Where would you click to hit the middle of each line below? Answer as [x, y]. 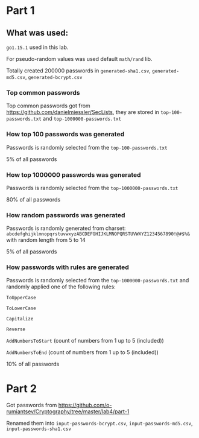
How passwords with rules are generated [68, 267]
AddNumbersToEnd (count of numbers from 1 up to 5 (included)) [82, 352]
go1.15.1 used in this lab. [37, 47]
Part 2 [22, 388]
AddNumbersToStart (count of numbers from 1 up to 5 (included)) [85, 341]
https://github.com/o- [85, 405]
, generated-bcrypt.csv [54, 77]
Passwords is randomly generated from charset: [66, 228]
